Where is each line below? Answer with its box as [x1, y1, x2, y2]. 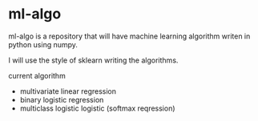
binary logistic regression [19, 95, 104, 104]
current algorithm [8, 71, 66, 80]
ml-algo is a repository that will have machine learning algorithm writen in [8, 31, 251, 41]
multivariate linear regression [19, 86, 117, 96]
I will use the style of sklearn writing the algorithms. [8, 55, 179, 65]
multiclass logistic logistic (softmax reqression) [19, 103, 175, 113]
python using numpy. [8, 39, 79, 49]
